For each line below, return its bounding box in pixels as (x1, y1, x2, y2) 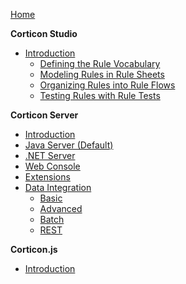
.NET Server (24, 150, 76, 161)
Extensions (24, 171, 71, 183)
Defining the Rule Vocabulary (39, 58, 161, 69)
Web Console (24, 160, 81, 172)
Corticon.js (10, 244, 58, 255)
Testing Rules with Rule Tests (39, 90, 161, 101)
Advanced (39, 203, 83, 214)
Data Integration (24, 182, 92, 193)
